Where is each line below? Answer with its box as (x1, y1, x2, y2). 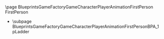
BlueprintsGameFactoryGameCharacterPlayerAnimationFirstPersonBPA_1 (12, 24, 159, 29)
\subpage (12, 19, 32, 24)
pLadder (12, 29, 29, 34)
